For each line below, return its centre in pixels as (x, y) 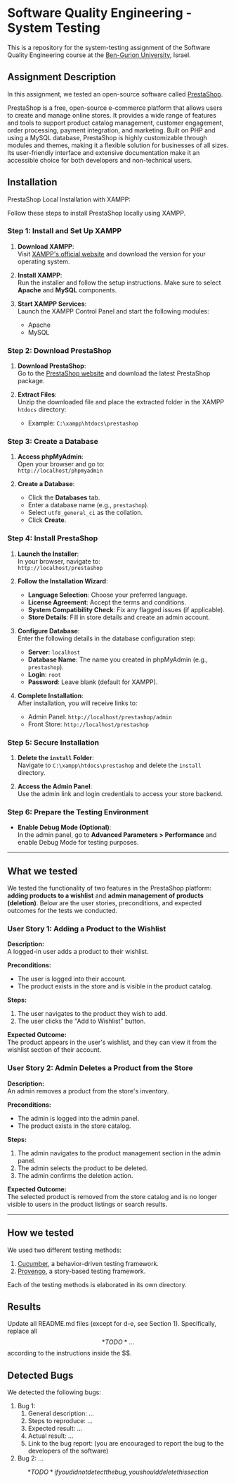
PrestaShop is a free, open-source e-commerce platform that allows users (115, 108)
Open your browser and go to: (61, 464)
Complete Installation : (50, 695)
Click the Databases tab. (64, 497)
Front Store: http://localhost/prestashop (88, 724)
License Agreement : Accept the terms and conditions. (107, 602)
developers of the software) (68, 1451)
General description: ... (61, 1413)
